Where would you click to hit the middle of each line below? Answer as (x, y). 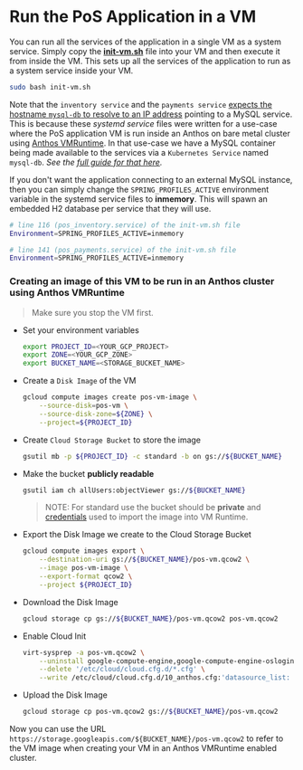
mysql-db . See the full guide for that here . (86, 162)
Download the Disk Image (71, 602)
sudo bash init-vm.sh (50, 87)
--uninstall (62, 661)
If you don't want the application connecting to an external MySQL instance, (151, 179)
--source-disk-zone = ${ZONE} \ (96, 414)
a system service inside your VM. (71, 71)
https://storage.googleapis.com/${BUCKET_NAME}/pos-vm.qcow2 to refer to (147, 738)
